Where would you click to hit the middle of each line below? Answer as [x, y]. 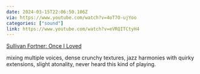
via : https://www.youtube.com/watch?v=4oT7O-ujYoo [72, 18]
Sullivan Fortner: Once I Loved [44, 46]
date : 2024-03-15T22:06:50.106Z [47, 12]
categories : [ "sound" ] [35, 23]
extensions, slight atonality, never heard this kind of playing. [81, 64]
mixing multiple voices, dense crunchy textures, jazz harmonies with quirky [100, 58]
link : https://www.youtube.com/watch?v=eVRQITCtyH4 [73, 29]
